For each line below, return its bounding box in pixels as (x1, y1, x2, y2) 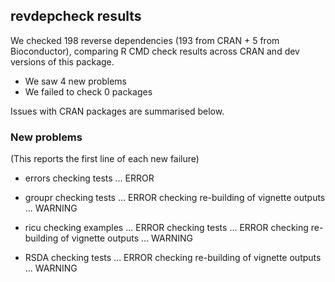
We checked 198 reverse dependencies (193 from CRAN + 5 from (10, 34, 280, 46)
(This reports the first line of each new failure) (10, 153, 200, 165)
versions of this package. (10, 55, 115, 68)
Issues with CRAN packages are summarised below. (10, 105, 225, 117)
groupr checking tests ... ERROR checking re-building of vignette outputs (24, 192, 326, 204)
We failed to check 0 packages (24, 85, 153, 98)
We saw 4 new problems (24, 75, 127, 87)
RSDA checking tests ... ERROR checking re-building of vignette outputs (24, 252, 322, 264)
